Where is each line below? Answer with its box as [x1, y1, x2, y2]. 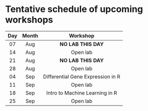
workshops [5, 14, 54, 25]
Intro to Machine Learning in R [46, 89, 117, 96]
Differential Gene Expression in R [43, 73, 120, 80]
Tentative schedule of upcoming [5, 3, 143, 15]
